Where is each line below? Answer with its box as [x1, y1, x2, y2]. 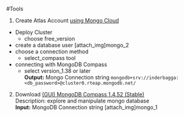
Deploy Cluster [15, 28, 53, 36]
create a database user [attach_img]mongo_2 [15, 42, 129, 48]
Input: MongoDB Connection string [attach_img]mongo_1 [15, 104, 158, 111]
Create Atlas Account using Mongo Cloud [15, 17, 120, 24]
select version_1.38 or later [24, 67, 91, 75]
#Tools [6, 5, 24, 12]
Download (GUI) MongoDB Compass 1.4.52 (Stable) [15, 91, 145, 98]
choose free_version [24, 35, 75, 42]
